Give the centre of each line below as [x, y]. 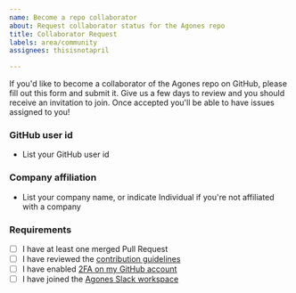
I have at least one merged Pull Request [95, 249]
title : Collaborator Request [63, 34]
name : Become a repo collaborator [74, 17]
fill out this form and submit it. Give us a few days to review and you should [147, 94]
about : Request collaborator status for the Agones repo [117, 26]
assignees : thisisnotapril [59, 51]
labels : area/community [53, 42]
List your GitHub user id [66, 155]
